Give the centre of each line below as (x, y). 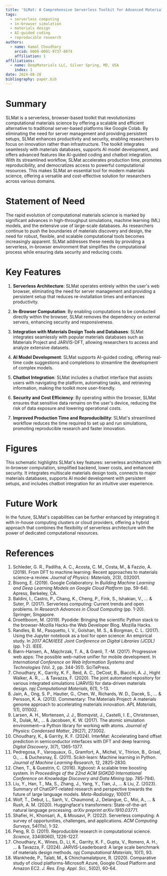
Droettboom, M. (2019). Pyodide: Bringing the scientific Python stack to (85, 620)
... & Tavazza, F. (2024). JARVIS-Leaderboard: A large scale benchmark (86, 847)
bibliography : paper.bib (31, 79)
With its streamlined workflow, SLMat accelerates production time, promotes (84, 160)
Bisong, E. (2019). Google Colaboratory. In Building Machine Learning (84, 583)
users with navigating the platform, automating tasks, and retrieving (82, 383)
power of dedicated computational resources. (52, 533)
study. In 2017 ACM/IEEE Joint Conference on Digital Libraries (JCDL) (84, 641)
